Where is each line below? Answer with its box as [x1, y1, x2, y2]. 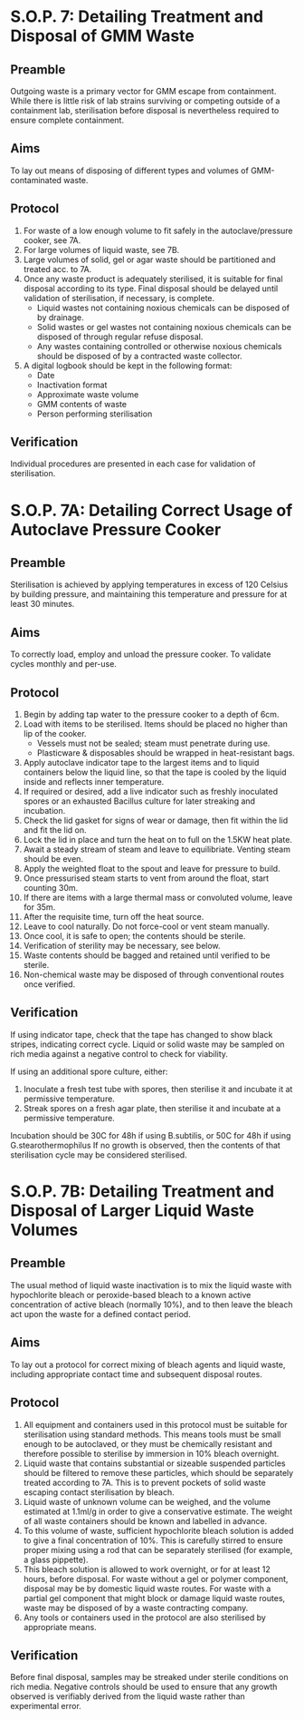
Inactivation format [36, 379, 108, 390]
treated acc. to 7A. [23, 263, 92, 274]
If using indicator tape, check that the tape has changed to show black [10, 1029, 273, 1040]
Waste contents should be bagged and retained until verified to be [23, 950, 271, 961]
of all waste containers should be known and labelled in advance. [23, 1515, 268, 1526]
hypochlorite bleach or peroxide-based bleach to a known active [10, 1289, 252, 1300]
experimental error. [10, 1701, 82, 1712]
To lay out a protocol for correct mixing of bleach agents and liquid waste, [10, 1359, 286, 1370]
